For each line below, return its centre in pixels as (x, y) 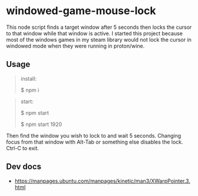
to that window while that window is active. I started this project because (95, 33)
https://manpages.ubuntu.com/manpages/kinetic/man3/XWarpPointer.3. (102, 181)
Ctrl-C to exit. (23, 148)
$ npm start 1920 (41, 124)
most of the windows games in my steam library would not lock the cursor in (99, 39)
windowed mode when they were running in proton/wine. (75, 46)
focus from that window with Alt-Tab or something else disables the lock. (95, 142)
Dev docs (24, 167)
